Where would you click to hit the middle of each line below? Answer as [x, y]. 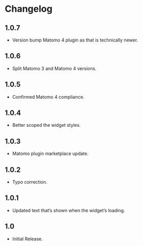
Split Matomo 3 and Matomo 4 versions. [54, 68]
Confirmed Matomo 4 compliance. [48, 97]
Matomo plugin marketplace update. [50, 153]
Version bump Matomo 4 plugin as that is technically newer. [75, 40]
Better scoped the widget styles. [46, 125]
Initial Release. [27, 239]
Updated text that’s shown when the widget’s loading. [69, 210]
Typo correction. [30, 182]
